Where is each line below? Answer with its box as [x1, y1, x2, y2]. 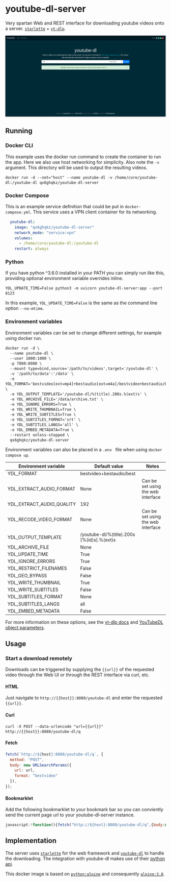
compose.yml [5, 210, 31, 215]
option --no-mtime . [5, 305, 44, 311]
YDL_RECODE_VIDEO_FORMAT [7, 516, 73, 522]
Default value [94, 463, 124, 470]
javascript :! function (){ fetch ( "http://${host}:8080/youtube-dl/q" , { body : [5, 822, 165, 827]
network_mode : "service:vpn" [14, 230, 76, 235]
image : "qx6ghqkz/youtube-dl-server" [14, 225, 95, 230]
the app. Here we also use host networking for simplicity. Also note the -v [5, 159, 159, 165]
